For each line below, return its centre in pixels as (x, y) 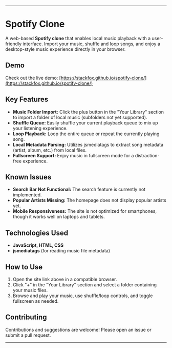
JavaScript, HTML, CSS (38, 245)
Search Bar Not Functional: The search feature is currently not (79, 189)
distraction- (147, 155)
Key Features (27, 99)
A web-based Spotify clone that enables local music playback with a (78, 38)
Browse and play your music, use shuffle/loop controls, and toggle (83, 296)
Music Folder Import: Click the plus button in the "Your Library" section (88, 112)
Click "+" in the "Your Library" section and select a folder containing (85, 285)
